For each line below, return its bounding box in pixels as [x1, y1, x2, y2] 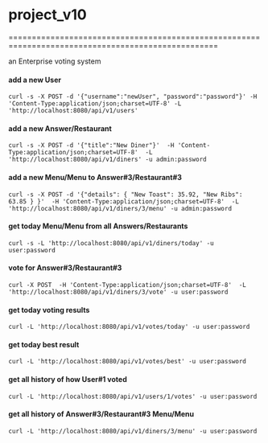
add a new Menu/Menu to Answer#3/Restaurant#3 [8, 172, 183, 182]
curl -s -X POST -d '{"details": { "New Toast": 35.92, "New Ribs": [8, 191, 243, 199]
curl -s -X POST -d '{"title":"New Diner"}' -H [8, 142, 175, 150]
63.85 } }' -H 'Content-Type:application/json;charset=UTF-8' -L [8, 197, 240, 206]
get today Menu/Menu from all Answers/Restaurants [8, 221, 188, 231]
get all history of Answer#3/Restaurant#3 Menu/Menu [8, 409, 195, 419]
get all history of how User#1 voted [8, 374, 127, 384]
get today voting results [8, 305, 90, 314]
